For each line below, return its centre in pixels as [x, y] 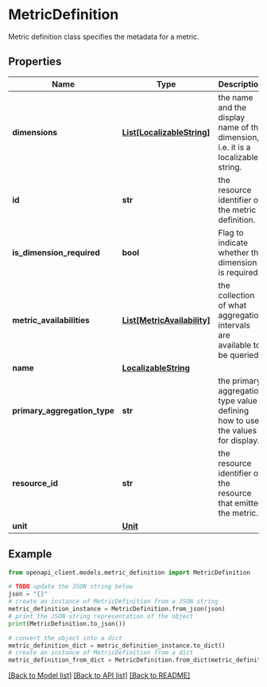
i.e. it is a [234, 147]
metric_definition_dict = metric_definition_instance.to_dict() [117, 646]
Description [241, 83]
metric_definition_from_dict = [60, 660]
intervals [234, 325]
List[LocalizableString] [166, 132]
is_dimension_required [56, 252]
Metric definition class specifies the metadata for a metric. [104, 37]
